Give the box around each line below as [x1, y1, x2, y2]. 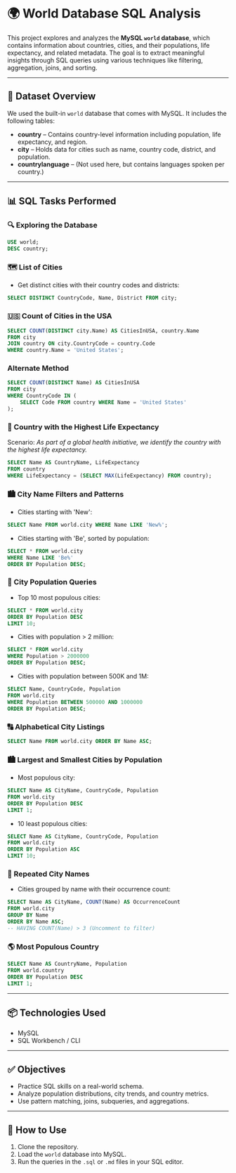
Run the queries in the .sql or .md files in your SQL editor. [17, 1157, 184, 1166]
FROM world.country [7, 966, 65, 974]
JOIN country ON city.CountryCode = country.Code [7, 340, 156, 348]
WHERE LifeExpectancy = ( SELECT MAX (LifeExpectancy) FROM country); [7, 472, 212, 479]
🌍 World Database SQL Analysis [7, 6, 202, 22]
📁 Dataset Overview [7, 91, 96, 103]
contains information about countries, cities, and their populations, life [7, 41, 210, 49]
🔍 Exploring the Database [7, 221, 98, 230]
